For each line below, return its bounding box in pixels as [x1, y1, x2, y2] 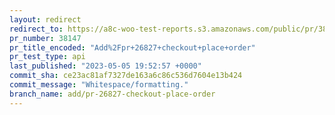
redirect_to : [9, 24, 64, 34]
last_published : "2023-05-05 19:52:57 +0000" [9, 61, 202, 71]
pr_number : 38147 [9, 33, 82, 43]
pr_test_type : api [9, 52, 86, 62]
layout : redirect [9, 14, 82, 25]
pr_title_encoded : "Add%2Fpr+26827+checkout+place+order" [9, 42, 256, 53]
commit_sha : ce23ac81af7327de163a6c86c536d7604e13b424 [9, 71, 243, 81]
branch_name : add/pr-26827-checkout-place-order [9, 89, 216, 99]
